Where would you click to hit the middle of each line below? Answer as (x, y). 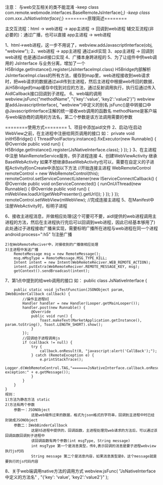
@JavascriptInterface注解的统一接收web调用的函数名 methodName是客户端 (81, 111)
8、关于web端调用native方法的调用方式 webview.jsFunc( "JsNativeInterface (81, 471)
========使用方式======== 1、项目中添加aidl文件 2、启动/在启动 (73, 127)
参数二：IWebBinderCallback (41, 425)
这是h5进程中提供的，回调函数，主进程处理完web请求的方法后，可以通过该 (94, 431)
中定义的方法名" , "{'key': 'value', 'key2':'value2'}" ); (57, 477)
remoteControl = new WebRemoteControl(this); (52, 173)
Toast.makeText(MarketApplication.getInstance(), (91, 320)
